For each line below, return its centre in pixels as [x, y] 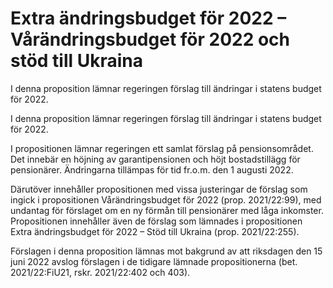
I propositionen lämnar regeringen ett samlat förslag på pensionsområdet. [162, 148]
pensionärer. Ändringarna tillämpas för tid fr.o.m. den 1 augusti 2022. [152, 169]
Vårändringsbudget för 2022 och [150, 39]
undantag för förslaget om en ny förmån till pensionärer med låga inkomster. [167, 210]
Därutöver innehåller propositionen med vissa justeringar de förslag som [159, 189]
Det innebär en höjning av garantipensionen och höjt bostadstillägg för [155, 159]
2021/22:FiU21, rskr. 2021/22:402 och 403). [100, 272]
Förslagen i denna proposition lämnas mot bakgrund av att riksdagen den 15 [166, 251]
